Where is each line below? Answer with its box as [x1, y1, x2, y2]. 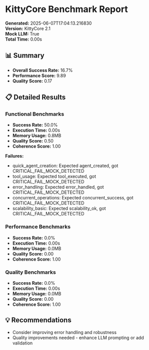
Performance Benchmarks [5, 223, 71, 230]
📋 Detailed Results [5, 93, 66, 101]
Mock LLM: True [5, 31, 39, 37]
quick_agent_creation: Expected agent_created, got [12, 163, 118, 169]
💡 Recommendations [5, 316, 71, 324]
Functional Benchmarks [5, 110, 64, 118]
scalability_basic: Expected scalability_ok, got [12, 205, 106, 211]
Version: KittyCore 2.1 [5, 25, 51, 31]
